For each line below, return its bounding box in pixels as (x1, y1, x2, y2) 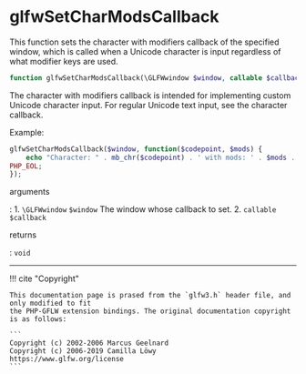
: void (9, 248, 31, 258)
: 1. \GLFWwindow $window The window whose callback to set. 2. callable (9, 204, 277, 215)
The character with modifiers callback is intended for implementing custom (9, 89, 291, 101)
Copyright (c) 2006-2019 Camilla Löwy (9, 347, 157, 356)
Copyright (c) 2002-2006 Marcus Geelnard (9, 339, 169, 348)
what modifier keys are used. (9, 56, 118, 66)
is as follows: (9, 315, 67, 324)
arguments (9, 187, 50, 197)
